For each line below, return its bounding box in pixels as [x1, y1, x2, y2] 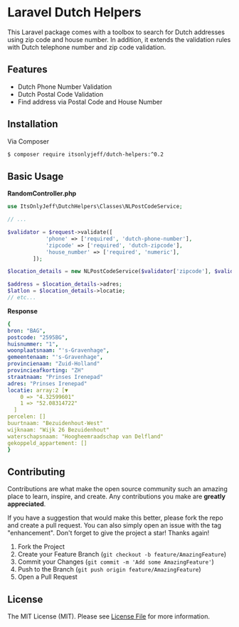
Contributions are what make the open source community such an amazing [7, 485, 228, 493]
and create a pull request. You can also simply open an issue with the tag [7, 521, 222, 530]
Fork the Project [17, 542, 65, 551]
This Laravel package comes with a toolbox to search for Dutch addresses [7, 28, 225, 36]
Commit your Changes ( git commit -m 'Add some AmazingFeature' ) [17, 557, 215, 566]
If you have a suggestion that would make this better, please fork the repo [7, 513, 223, 522]
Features [7, 63, 48, 75]
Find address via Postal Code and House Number [17, 97, 163, 106]
